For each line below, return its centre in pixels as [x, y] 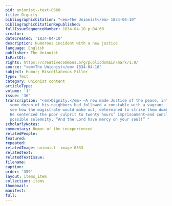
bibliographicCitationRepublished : [43, 24]
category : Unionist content [35, 81]
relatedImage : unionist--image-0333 [44, 148]
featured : [16, 139]
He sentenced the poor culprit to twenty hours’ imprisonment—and [82, 115]
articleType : [19, 86]
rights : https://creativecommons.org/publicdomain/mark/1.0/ [72, 62]
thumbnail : [17, 186]
